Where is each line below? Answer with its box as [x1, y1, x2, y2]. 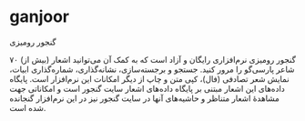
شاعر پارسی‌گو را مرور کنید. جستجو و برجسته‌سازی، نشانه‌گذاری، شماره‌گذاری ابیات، [9, 64, 295, 75]
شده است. [9, 102, 46, 113]
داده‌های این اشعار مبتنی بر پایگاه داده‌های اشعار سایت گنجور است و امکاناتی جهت [9, 83, 285, 94]
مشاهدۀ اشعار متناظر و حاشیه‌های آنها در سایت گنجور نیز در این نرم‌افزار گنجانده [9, 93, 280, 104]
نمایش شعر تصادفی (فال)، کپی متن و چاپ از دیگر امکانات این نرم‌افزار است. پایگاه [9, 73, 290, 84]
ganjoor [9, 6, 70, 27]
